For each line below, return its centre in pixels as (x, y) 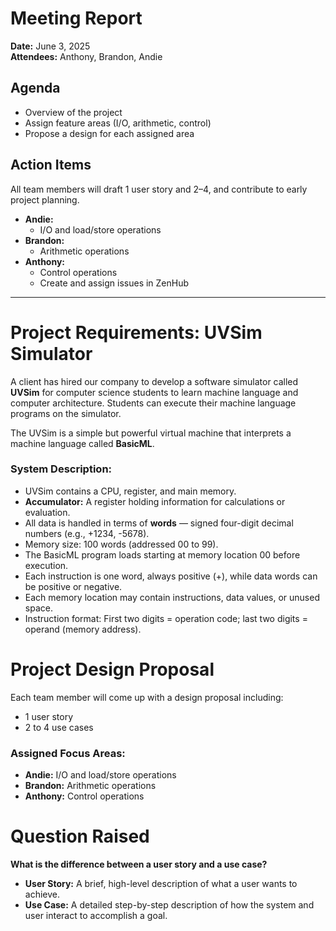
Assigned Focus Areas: (68, 753)
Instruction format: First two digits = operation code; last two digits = (166, 618)
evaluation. (47, 512)
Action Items (51, 165)
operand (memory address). (83, 629)
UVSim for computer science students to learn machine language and (154, 392)
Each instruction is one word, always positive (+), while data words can (171, 576)
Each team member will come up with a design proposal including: (147, 697)
